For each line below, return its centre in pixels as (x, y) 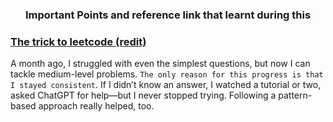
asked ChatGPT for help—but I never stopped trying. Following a (143, 95)
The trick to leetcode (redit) (78, 41)
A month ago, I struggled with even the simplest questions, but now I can (160, 64)
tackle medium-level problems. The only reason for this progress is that (167, 74)
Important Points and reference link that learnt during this (168, 15)
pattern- (295, 95)
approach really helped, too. (96, 106)
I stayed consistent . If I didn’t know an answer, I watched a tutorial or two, (166, 85)
